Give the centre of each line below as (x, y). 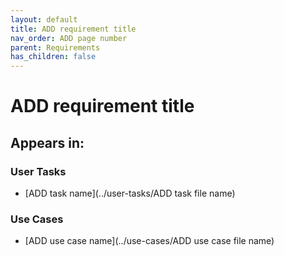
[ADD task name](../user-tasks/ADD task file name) (130, 193)
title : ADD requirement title (73, 29)
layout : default (44, 19)
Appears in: (47, 142)
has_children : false (53, 57)
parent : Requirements (55, 47)
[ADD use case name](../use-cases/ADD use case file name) (149, 241)
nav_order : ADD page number (69, 38)
